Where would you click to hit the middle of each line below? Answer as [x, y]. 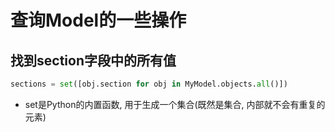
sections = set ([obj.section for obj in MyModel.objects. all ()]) [149, 84]
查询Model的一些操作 [98, 20]
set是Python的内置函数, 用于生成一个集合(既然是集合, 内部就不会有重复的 [175, 104]
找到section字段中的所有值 [93, 60]
